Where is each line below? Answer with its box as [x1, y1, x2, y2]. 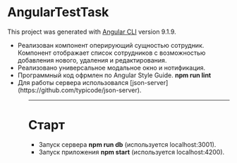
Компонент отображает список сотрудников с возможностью [17, 48, 206, 57]
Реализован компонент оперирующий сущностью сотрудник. [17, 41, 205, 49]
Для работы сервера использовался [17, 78, 129, 86]
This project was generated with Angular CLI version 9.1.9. [7, 27, 176, 36]
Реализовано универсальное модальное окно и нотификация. [17, 63, 206, 72]
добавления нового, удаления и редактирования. [17, 56, 167, 64]
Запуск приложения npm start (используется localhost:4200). [38, 148, 225, 156]
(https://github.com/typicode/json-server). [17, 86, 142, 94]
